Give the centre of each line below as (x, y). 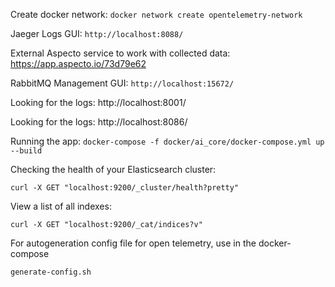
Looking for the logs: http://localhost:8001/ (98, 102)
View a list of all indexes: (61, 206)
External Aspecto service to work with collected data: (120, 53)
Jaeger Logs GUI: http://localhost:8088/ (97, 33)
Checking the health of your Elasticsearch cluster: (113, 169)
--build (26, 151)
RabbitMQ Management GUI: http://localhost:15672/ (122, 83)
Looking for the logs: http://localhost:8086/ (99, 122)
